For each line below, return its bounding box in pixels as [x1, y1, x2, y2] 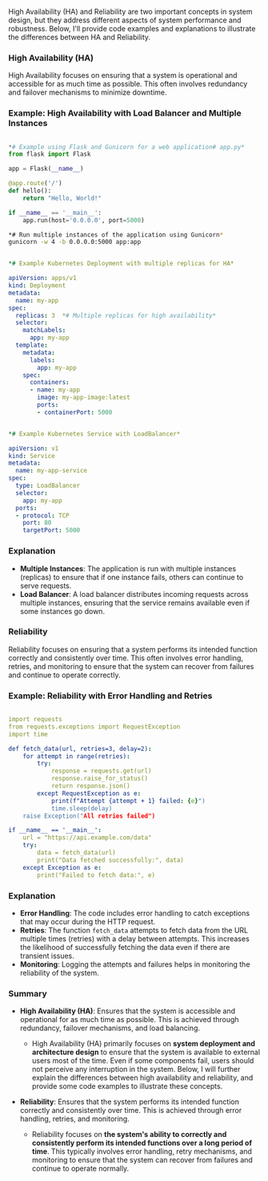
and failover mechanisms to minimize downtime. [8, 87, 167, 97]
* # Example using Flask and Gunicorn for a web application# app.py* [8, 143, 246, 151]
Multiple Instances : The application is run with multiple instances [19, 563, 237, 573]
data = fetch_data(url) [37, 849, 116, 857]
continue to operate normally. [31, 1163, 130, 1174]
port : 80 [22, 519, 52, 527]
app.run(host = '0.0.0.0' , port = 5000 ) [22, 216, 146, 224]
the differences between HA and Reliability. [8, 32, 150, 42]
